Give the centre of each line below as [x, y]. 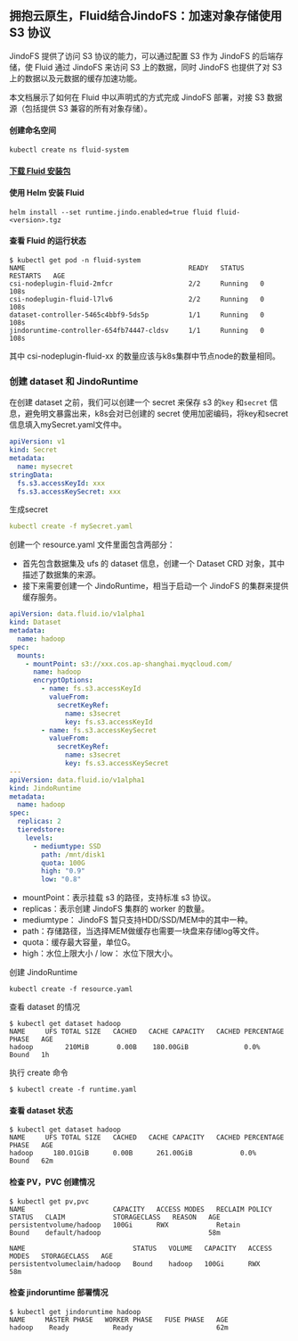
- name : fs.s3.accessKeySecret [99, 730]
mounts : [32, 655]
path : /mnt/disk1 [73, 855]
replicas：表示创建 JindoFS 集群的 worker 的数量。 [116, 909]
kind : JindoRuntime [45, 788]
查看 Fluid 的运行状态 [48, 241]
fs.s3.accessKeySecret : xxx [69, 492]
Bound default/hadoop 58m [115, 1233]
